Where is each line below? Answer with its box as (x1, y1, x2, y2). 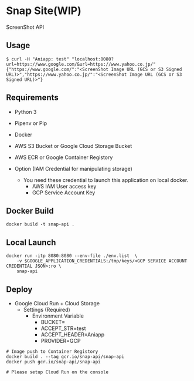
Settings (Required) (23, 306, 70, 313)
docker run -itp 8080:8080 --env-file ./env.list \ (6, 253, 138, 259)
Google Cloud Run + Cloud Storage (14, 300, 100, 306)
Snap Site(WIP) (6, 4, 82, 18)
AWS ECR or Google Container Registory (14, 154, 113, 161)
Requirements (6, 93, 59, 103)
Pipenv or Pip (14, 119, 47, 127)
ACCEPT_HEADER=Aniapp (40, 331, 105, 338)
